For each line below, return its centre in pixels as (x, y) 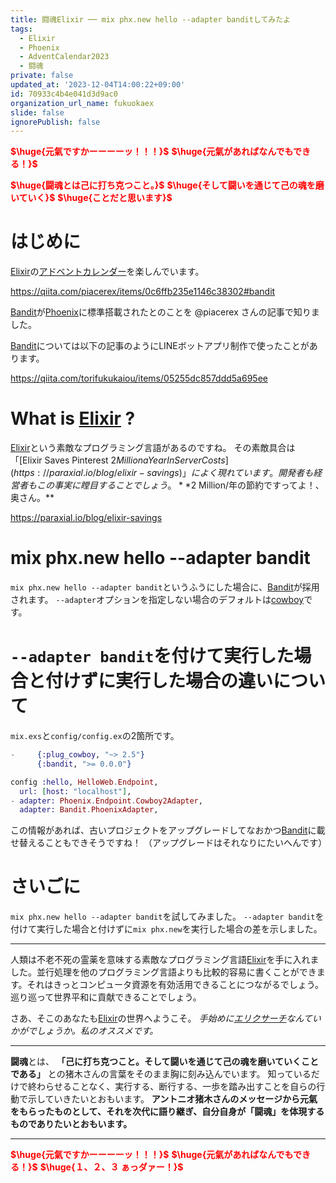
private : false (42, 76)
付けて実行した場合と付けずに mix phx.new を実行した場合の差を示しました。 (166, 929)
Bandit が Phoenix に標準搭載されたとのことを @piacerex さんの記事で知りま (165, 312)
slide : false (37, 112)
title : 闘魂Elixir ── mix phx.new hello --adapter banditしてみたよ (150, 19)
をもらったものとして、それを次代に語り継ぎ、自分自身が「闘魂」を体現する (167, 1112)
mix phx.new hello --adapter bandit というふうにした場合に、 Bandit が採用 (165, 587)
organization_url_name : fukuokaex (82, 103)
